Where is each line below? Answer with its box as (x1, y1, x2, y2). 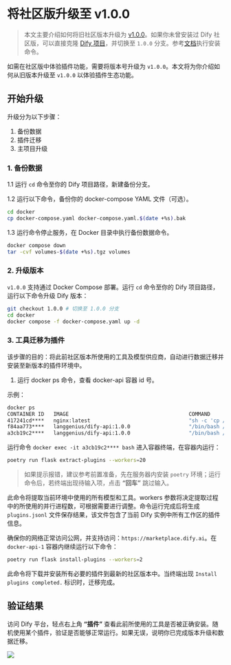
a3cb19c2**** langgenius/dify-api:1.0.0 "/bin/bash (7, 430, 220, 437)
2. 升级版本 (7, 266, 44, 275)
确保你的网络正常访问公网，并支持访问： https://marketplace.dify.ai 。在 (7, 534, 217, 542)
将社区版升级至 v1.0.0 (7, 6, 131, 22)
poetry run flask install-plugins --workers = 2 (7, 556, 143, 563)
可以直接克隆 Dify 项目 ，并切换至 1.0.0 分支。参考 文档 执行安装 (42, 39, 221, 47)
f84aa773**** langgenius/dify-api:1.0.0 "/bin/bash (7, 423, 220, 430)
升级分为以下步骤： (7, 112, 62, 120)
